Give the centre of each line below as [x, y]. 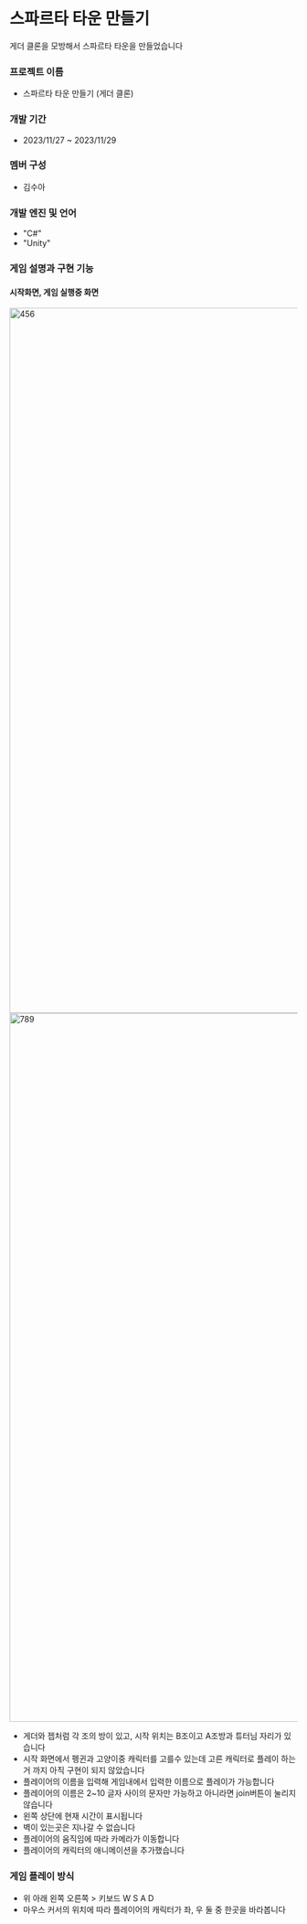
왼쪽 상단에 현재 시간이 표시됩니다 [83, 1816]
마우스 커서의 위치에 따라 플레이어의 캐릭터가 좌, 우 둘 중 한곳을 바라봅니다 [154, 1909]
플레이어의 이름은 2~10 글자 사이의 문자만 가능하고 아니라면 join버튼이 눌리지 [159, 1793]
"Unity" [37, 243]
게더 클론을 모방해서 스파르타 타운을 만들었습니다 [96, 46]
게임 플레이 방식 [42, 1876]
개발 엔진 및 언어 [43, 213]
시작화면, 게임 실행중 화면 [54, 292]
